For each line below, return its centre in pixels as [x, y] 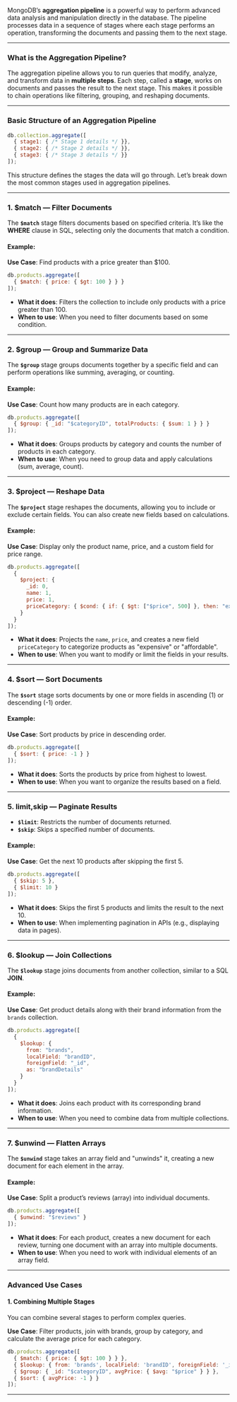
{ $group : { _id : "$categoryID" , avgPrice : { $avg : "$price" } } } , [116, 1372]
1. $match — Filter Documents [60, 207]
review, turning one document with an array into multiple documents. [117, 1245]
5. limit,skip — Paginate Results [62, 806]
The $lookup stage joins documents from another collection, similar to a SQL [118, 970]
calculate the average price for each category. [75, 1339]
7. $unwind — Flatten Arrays [56, 1143]
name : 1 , [39, 593]
